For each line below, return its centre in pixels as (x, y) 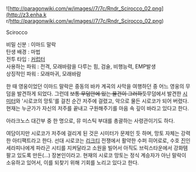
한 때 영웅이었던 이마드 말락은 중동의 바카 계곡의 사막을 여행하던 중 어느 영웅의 (95, 86)
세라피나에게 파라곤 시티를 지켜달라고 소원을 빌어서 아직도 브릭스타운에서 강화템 (97, 148)
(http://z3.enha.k (26, 15)
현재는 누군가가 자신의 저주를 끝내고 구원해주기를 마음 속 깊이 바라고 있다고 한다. (98, 108)
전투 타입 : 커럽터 (26, 59)
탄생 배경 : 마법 (23, 52)
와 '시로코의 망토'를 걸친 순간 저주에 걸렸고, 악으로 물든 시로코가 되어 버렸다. (102, 101)
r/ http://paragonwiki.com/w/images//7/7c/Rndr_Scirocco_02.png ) (85, 21)
